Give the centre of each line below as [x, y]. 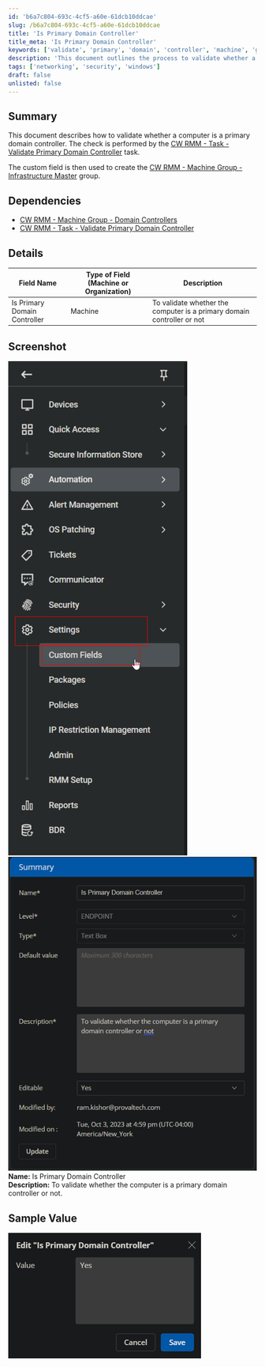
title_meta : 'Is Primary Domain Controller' [82, 42]
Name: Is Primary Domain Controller [67, 1176]
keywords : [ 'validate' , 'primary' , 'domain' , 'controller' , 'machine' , [128, 50]
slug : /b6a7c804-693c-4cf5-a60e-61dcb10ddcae [84, 25]
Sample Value [43, 1218]
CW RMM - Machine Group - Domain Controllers [98, 220]
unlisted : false [35, 83]
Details [26, 253]
